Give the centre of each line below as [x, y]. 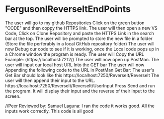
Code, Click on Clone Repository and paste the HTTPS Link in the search [80, 33]
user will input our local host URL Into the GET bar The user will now [75, 65]
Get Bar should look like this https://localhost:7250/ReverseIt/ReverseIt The [82, 75]
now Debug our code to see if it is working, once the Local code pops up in [82, 49]
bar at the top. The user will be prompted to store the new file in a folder [79, 39]
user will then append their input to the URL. [50, 80]
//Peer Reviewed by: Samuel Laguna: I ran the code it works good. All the [80, 106]
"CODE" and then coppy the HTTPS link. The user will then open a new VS [81, 28]
